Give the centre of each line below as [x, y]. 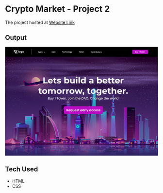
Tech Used [22, 169]
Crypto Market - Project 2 [57, 9]
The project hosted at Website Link [40, 22]
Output [16, 38]
